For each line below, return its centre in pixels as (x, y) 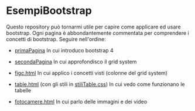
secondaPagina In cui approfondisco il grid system (76, 62)
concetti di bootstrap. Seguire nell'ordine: (56, 39)
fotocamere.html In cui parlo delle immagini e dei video (81, 101)
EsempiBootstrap (49, 11)
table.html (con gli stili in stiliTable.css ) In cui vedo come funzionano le (100, 84)
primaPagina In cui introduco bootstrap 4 (64, 50)
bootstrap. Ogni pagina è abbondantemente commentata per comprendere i (97, 33)
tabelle (23, 90)
